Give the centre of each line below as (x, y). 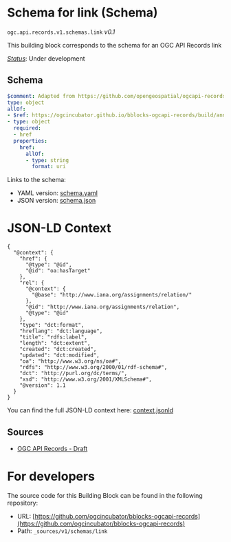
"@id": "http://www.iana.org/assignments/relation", (102, 307)
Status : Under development (46, 58)
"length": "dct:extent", (55, 343)
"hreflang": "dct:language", (61, 331)
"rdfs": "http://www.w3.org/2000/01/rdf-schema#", (93, 368)
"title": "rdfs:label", (54, 337)
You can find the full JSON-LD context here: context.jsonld (90, 410)
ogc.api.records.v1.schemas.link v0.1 (61, 32)
